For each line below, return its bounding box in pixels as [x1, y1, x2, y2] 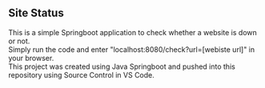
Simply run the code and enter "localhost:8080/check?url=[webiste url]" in [8, 44, 255, 54]
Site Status [8, 6, 64, 20]
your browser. [8, 53, 54, 62]
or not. [8, 36, 30, 46]
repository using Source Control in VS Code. [8, 70, 155, 79]
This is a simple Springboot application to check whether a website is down [8, 27, 258, 37]
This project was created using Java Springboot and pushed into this [8, 62, 236, 71]
